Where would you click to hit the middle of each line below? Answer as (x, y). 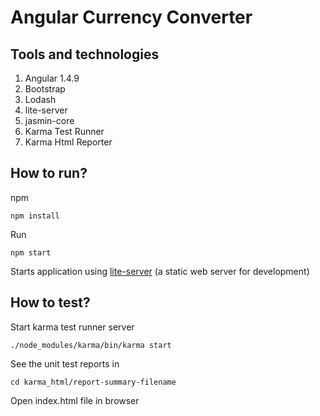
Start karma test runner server (72, 327)
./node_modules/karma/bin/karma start (91, 345)
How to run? (49, 173)
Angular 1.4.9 (52, 78)
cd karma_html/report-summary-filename (93, 382)
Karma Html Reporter (68, 142)
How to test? (50, 302)
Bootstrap (45, 89)
